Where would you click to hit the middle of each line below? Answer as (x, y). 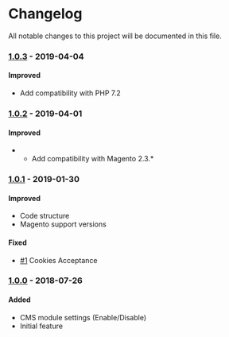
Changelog (45, 14)
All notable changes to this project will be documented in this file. (115, 36)
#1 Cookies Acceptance (58, 260)
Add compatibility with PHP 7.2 (70, 93)
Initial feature (41, 326)
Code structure (45, 216)
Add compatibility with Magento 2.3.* (93, 159)
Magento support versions (63, 224)
